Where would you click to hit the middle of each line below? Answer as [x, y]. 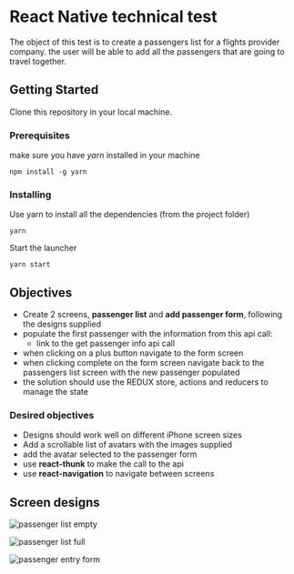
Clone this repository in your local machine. [91, 112]
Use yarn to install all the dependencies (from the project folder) [130, 215]
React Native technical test [114, 17]
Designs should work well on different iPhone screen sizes [132, 435]
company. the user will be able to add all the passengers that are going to [147, 51]
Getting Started [54, 90]
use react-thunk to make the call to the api [103, 464]
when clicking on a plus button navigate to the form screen [133, 353]
